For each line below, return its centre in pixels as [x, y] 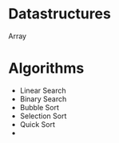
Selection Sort [43, 116]
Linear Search [43, 90]
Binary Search [43, 99]
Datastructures [60, 14]
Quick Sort [38, 124]
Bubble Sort [40, 107]
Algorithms [46, 68]
